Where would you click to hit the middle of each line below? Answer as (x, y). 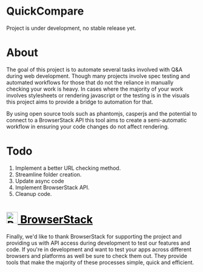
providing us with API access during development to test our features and (98, 243)
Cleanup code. (33, 194)
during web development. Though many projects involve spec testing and (98, 76)
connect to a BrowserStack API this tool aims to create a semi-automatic (97, 120)
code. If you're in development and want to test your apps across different (99, 249)
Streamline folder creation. (48, 174)
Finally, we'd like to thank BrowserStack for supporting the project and (94, 236)
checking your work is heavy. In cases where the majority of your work (95, 89)
